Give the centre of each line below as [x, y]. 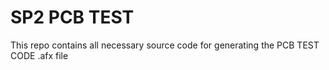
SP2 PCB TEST [72, 17]
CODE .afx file [39, 55]
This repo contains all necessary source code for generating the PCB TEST [165, 45]
